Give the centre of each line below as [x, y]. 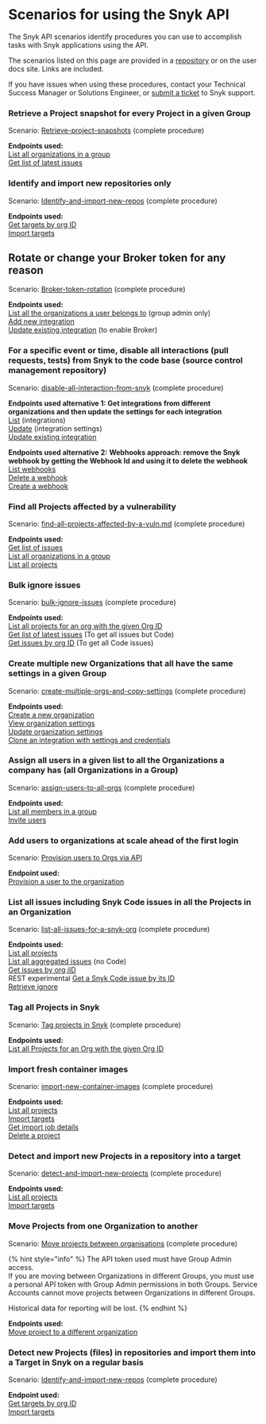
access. [21, 1267]
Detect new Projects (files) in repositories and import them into [132, 1353]
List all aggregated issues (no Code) [67, 961]
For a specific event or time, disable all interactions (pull [118, 351]
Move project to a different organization [73, 1332]
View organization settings [52, 723]
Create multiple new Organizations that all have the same [121, 664]
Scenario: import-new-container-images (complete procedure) [111, 1087]
